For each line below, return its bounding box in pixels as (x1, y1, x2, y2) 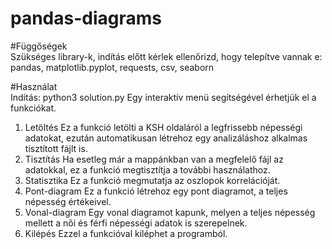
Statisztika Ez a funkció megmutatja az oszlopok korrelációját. (24, 174, 281, 186)
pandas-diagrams (10, 7, 162, 30)
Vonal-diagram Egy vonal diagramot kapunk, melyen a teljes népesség (24, 206, 316, 218)
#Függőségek (10, 40, 68, 52)
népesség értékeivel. (24, 195, 112, 207)
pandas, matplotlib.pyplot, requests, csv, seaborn (10, 61, 215, 73)
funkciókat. (10, 102, 57, 114)
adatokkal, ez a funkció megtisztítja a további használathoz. (24, 163, 271, 176)
